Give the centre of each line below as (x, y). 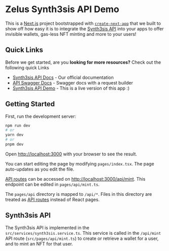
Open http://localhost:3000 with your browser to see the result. (71, 154)
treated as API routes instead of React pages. (52, 199)
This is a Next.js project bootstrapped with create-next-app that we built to (83, 23)
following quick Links (27, 67)
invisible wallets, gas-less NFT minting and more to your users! (71, 34)
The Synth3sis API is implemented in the (47, 227)
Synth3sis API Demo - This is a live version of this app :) (71, 88)
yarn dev (14, 135)
